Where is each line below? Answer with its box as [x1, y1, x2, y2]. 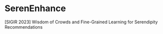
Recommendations [4, 24, 43, 30]
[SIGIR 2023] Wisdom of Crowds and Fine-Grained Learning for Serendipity [4, 19, 158, 25]
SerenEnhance [4, 3, 66, 14]
